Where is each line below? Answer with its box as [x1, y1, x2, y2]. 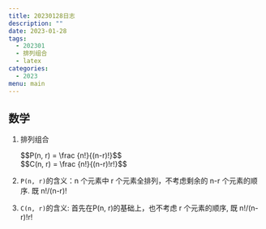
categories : [8, 65, 49, 73]
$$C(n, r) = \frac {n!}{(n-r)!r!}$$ [19, 159, 127, 169]
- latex [15, 57, 42, 66]
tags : [8, 34, 27, 43]
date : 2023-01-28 [8, 27, 67, 35]
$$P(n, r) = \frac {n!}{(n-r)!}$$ [19, 151, 122, 160]
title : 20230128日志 [8, 11, 75, 20]
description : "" [8, 19, 63, 28]
